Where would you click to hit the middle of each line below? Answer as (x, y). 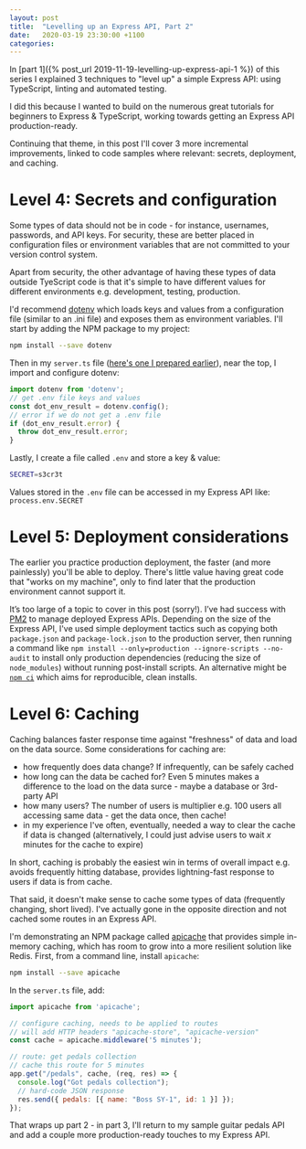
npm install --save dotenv (61, 346)
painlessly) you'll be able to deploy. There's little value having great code (147, 572)
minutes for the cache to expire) (83, 844)
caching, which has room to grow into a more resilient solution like (167, 946)
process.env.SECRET (47, 501)
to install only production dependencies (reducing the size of (147, 658)
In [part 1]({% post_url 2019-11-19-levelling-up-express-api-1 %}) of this (145, 69)
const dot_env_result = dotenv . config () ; (90, 406)
